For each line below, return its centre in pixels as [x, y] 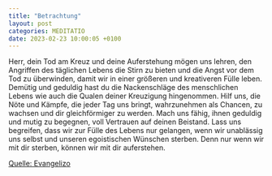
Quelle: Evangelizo [39, 164]
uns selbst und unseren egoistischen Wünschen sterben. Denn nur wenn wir [136, 140]
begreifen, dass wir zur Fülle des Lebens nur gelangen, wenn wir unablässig [136, 131]
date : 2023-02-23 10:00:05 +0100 [65, 39]
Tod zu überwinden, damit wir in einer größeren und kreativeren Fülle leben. [135, 79]
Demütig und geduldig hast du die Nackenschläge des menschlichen [123, 88]
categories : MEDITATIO [47, 31]
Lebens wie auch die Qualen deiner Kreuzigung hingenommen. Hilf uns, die [135, 96]
